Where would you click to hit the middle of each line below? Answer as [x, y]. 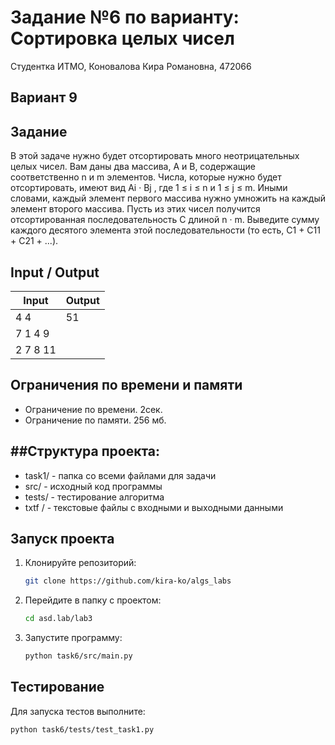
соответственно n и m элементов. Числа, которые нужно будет [146, 177]
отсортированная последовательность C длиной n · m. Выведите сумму [165, 220]
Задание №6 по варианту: [125, 17]
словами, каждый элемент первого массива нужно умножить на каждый [168, 198]
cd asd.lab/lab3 [58, 619]
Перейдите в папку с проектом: [93, 600]
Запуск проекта [62, 538]
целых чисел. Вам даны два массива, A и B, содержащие [133, 167]
